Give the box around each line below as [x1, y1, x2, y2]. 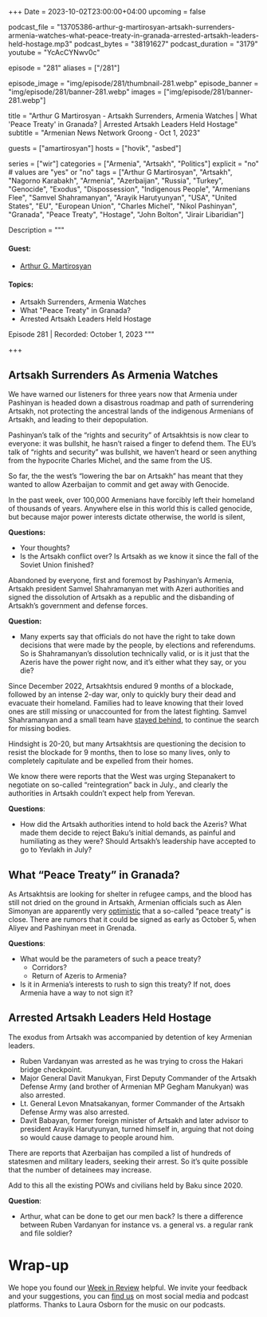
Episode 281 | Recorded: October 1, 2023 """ [8, 330, 155, 339]
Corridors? [31, 963, 68, 972]
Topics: [8, 279, 34, 289]
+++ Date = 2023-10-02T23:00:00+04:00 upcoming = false [8, 7, 206, 16]
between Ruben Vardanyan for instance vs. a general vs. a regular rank [19, 1220, 253, 1229]
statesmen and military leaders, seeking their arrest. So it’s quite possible [8, 1157, 249, 1166]
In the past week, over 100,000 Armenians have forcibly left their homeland [8, 495, 255, 505]
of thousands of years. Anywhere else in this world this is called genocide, [8, 504, 253, 513]
